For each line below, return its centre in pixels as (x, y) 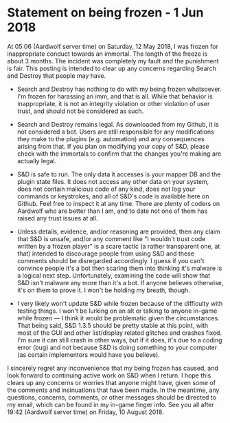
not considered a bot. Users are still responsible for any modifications (115, 132)
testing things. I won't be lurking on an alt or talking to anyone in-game (117, 311)
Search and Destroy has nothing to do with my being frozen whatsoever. (119, 89)
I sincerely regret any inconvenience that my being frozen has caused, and (113, 368)
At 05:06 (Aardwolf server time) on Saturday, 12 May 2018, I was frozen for (113, 46)
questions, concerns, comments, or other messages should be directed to (112, 397)
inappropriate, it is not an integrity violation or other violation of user (113, 103)
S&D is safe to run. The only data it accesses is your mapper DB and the (119, 174)
